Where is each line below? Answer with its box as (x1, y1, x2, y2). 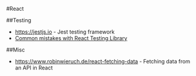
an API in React (14, 64, 53, 71)
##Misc (6, 46, 25, 53)
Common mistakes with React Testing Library (14, 35, 127, 41)
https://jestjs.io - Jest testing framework (14, 28, 115, 35)
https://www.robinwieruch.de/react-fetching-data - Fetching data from (14, 58, 191, 65)
